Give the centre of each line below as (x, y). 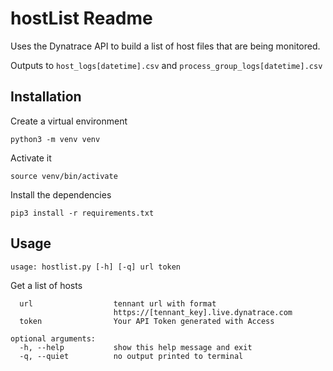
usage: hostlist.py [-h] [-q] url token (96, 267)
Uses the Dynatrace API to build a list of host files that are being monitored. (165, 46)
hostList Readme (81, 18)
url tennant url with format (118, 303)
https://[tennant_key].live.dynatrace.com (203, 312)
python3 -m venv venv (55, 139)
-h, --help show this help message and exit (136, 347)
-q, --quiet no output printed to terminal (131, 356)
